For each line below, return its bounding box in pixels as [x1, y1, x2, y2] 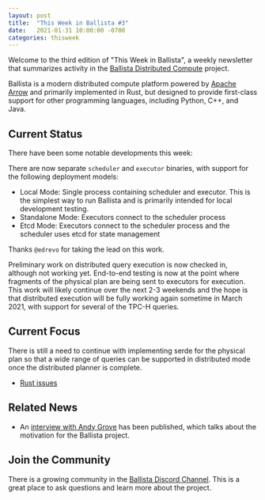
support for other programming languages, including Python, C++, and [8, 96, 239, 105]
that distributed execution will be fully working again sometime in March [8, 294, 243, 303]
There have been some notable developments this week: [8, 148, 193, 158]
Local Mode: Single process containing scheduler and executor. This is [19, 187, 251, 197]
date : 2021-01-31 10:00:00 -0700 [8, 26, 126, 34]
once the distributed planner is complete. [8, 362, 142, 372]
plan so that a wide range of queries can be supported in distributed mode [8, 354, 251, 364]
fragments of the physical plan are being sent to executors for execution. [8, 277, 246, 286]
